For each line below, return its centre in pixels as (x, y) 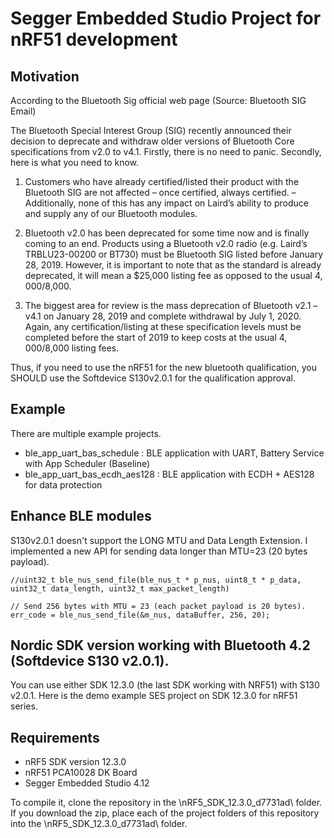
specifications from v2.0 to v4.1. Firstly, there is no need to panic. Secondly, (166, 151)
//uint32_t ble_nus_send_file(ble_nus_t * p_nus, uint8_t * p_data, (156, 580)
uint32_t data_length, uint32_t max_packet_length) (120, 588)
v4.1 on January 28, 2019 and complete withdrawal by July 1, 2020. (163, 316)
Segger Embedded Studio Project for (166, 18)
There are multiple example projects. (86, 433)
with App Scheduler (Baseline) (87, 463)
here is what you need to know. (75, 162)
